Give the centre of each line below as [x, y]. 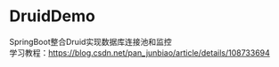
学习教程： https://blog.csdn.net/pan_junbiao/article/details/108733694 [139, 52]
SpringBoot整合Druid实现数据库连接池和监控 [90, 41]
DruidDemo [52, 16]
